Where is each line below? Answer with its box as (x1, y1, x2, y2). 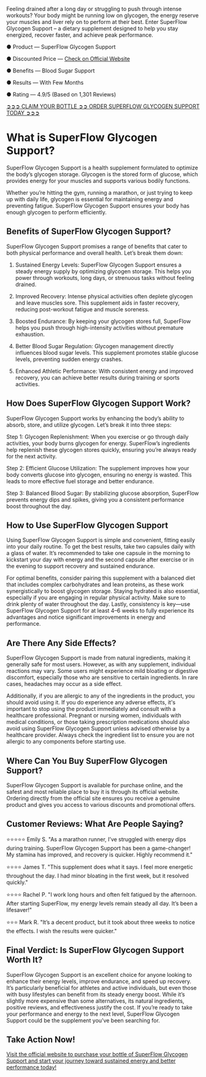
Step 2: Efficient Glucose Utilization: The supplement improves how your (6, 464, 189, 472)
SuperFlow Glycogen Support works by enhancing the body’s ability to (6, 414, 185, 422)
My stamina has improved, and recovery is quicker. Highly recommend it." (6, 850, 193, 858)
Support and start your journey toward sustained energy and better (6, 1057, 176, 1065)
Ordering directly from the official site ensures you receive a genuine (6, 795, 180, 802)
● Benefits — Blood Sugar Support (6, 67, 95, 74)
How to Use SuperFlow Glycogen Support (6, 520, 169, 531)
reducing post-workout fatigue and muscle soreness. (15, 305, 150, 313)
